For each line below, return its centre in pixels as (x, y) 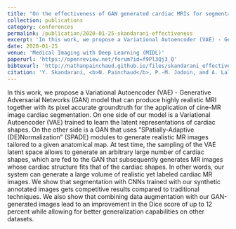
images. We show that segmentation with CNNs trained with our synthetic (114, 181)
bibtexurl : (23, 66)
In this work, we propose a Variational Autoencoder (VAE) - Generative (109, 92)
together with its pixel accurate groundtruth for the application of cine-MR (114, 107)
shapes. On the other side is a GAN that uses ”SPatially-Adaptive (101, 130)
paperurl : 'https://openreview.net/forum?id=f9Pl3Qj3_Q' (92, 60)
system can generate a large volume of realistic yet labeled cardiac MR (110, 174)
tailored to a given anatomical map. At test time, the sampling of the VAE (112, 144)
